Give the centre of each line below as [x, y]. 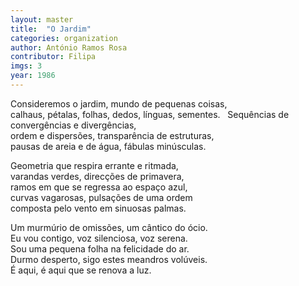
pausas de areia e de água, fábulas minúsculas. [108, 146]
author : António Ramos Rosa [69, 47]
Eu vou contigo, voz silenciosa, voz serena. [99, 238]
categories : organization [64, 38]
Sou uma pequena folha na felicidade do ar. [100, 248]
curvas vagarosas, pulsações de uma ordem [101, 197]
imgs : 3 [26, 66]
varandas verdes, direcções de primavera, [97, 176]
